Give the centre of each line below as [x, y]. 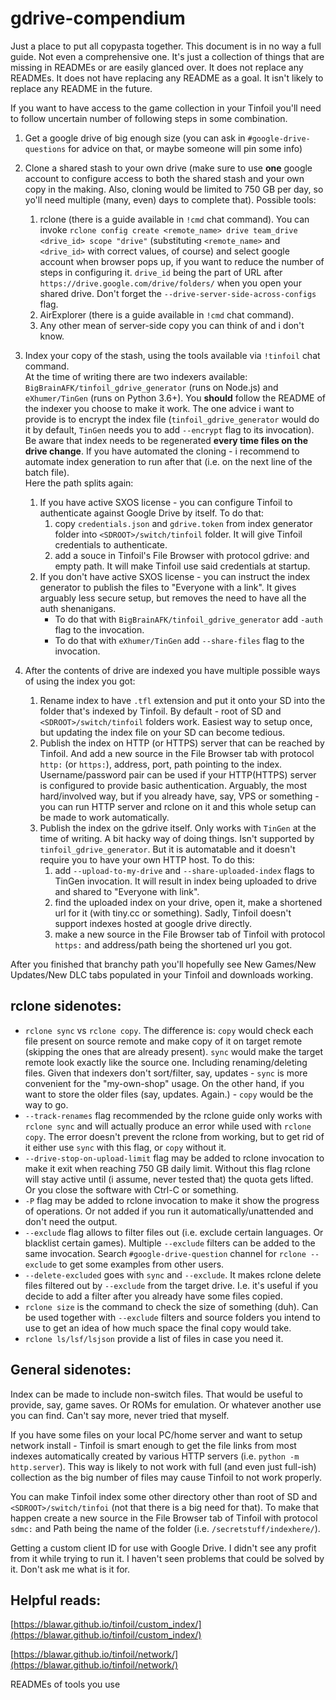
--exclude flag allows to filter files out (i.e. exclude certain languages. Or [174, 1232]
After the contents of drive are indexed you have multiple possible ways [172, 670]
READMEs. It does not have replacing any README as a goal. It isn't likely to [167, 78]
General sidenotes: [71, 1370]
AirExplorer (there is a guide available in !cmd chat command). [167, 314]
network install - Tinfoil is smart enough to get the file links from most [153, 1445]
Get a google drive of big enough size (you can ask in [135, 138]
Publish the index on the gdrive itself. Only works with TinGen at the [178, 828]
